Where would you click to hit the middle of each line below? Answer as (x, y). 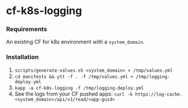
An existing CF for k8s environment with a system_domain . (75, 42)
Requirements (27, 29)
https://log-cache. (159, 94)
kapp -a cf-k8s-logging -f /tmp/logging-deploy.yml (79, 88)
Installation (23, 57)
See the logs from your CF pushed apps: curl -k (74, 94)
